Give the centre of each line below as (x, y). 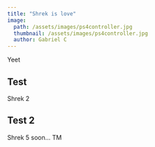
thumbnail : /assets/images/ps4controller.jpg (81, 33)
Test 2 (21, 121)
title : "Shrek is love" (42, 14)
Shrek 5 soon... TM (35, 137)
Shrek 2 (19, 98)
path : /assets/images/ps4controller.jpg (73, 27)
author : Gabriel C (40, 40)
